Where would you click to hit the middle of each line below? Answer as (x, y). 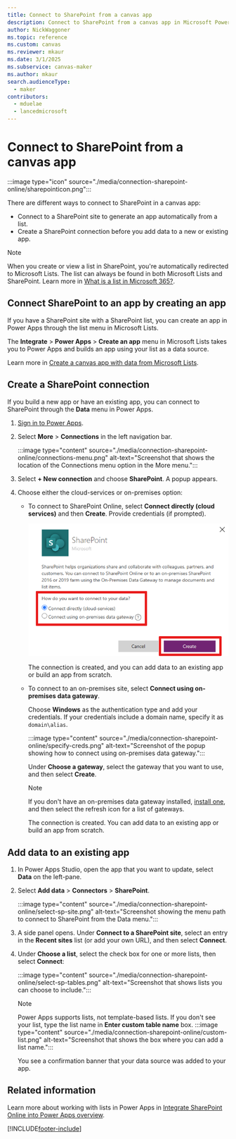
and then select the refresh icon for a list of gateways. (106, 809)
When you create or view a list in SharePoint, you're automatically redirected (118, 266)
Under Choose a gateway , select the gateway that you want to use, (126, 767)
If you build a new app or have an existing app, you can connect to (104, 402)
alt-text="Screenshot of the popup (156, 746)
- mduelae (28, 104)
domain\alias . (48, 725)
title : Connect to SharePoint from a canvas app (80, 15)
